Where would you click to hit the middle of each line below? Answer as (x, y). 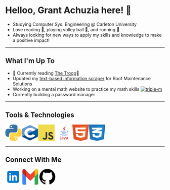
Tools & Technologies (40, 115)
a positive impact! (31, 40)
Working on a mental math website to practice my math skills (76, 89)
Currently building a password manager (54, 94)
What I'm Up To (30, 61)
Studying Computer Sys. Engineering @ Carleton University (75, 24)
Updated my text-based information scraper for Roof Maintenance (81, 78)
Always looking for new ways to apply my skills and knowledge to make (87, 35)
